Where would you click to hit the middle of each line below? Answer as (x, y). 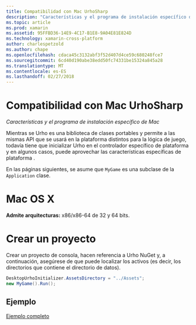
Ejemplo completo (28, 316)
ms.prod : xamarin (27, 28)
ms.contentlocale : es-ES (36, 71)
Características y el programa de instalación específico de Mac (83, 122)
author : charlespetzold (35, 44)
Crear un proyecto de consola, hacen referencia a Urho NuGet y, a (86, 255)
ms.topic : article (28, 22)
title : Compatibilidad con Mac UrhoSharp (57, 11)
